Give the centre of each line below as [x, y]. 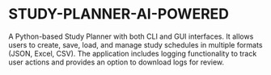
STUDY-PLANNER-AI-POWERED [119, 14]
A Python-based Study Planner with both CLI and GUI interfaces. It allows [131, 36]
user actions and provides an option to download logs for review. [116, 62]
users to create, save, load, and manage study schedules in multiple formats [135, 44]
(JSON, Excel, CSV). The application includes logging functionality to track [133, 53]
